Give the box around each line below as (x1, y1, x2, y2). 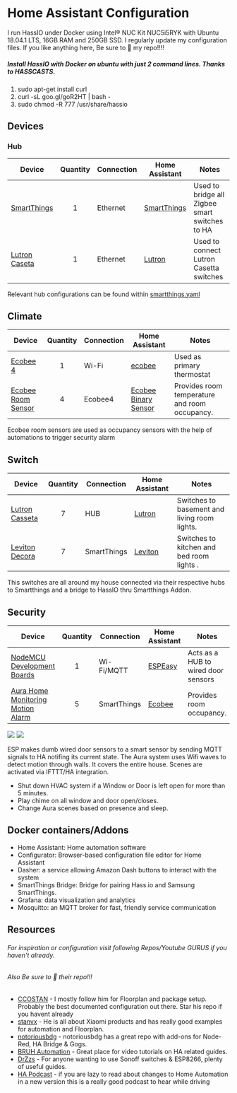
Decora (11, 551, 35, 561)
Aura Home (11, 686, 49, 696)
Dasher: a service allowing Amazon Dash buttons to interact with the (17, 865, 217, 874)
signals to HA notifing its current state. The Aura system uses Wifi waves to (7, 753, 227, 761)
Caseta (11, 258, 35, 268)
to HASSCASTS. (7, 67, 56, 76)
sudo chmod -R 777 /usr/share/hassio (17, 100, 128, 108)
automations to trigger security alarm (7, 433, 115, 442)
